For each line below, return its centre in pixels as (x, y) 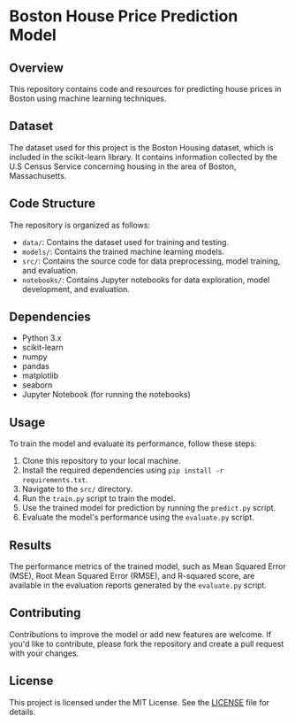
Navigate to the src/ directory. (77, 489)
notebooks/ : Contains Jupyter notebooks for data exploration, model (146, 280)
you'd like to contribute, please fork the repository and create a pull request (147, 643)
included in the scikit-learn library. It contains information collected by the (144, 157)
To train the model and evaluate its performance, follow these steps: (133, 443)
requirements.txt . (55, 480)
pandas (36, 366)
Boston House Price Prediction (124, 16)
